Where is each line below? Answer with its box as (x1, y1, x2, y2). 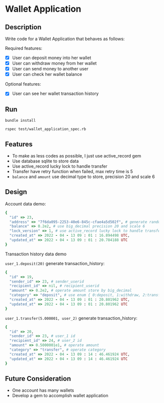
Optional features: (5, 81, 41, 87)
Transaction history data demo (5, 251, 67, 257)
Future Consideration (5, 374, 71, 382)
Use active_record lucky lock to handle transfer (12, 163, 107, 169)
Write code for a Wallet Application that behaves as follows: (5, 36, 125, 42)
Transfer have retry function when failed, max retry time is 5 (12, 168, 133, 174)
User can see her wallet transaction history (12, 90, 99, 96)
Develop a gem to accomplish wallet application (12, 393, 109, 399)
